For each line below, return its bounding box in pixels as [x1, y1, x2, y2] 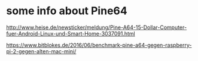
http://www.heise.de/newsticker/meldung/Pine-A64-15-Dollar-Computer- [6, 24, 187, 31]
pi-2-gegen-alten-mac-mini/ [6, 47, 77, 54]
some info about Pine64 [6, 4, 127, 18]
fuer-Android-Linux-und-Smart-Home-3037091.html [6, 30, 136, 37]
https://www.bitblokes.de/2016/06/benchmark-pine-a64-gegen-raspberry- [6, 41, 192, 49]
